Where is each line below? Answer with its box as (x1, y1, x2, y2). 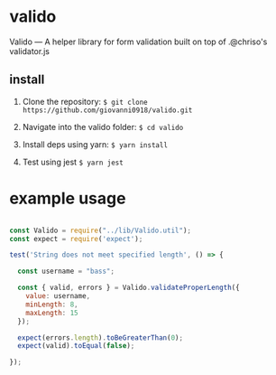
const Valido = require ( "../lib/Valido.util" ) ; (9, 226, 192, 235)
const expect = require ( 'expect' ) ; (9, 234, 143, 243)
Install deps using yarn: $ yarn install (22, 138, 169, 150)
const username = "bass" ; (17, 267, 115, 277)
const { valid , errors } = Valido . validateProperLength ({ (17, 283, 241, 293)
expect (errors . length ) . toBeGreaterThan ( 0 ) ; (17, 333, 183, 342)
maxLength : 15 (25, 308, 78, 317)
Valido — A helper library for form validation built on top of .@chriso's (9, 36, 268, 47)
